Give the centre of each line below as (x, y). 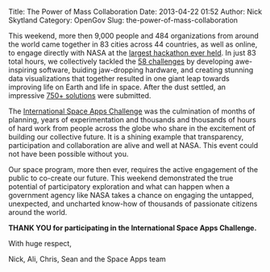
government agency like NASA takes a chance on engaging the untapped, (131, 195)
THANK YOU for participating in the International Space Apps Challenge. (133, 228)
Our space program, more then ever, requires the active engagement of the (133, 169)
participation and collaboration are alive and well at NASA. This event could (133, 145)
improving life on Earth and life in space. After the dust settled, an (117, 87)
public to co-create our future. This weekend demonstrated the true (121, 178)
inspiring (23, 70)
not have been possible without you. (69, 154)
